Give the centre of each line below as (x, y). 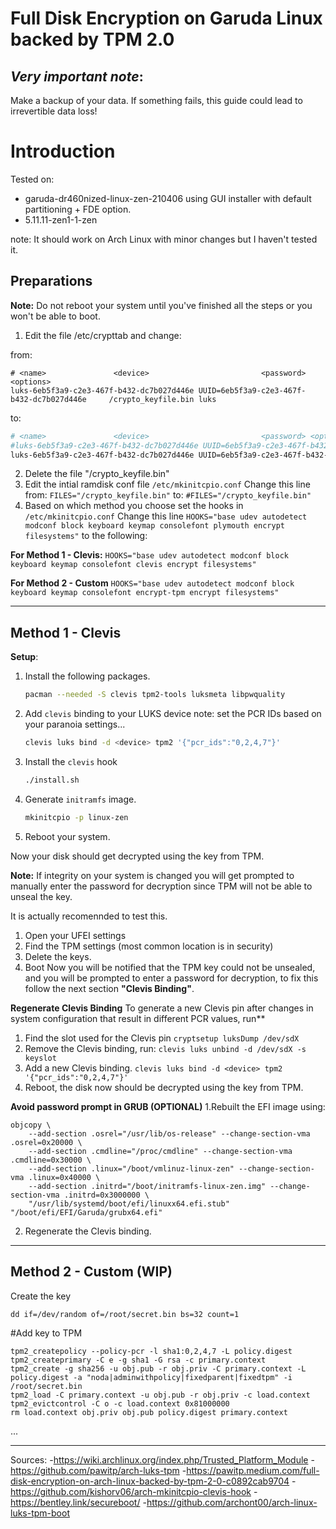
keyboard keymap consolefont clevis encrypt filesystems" (133, 565)
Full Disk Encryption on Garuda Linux (166, 18)
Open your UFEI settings (75, 935)
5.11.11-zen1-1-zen (61, 219)
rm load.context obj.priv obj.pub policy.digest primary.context (149, 1412)
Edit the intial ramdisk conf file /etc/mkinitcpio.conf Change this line (167, 484)
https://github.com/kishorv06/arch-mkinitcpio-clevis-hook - (134, 1491)
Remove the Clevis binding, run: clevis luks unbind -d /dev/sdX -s (165, 1048)
